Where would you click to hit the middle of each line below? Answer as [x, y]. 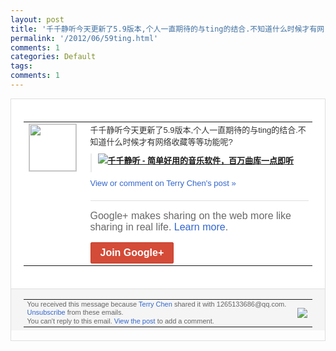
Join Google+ [132, 252]
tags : [21, 66]
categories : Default [53, 57]
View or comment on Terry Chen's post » [163, 182]
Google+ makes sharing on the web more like [190, 215]
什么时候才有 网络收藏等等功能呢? [169, 141]
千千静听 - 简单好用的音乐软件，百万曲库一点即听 [201, 160]
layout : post [37, 19]
